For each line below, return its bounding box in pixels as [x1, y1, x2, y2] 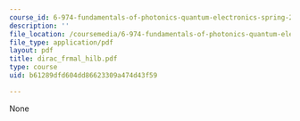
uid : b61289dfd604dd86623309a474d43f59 [9, 71, 158, 80]
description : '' [9, 21, 70, 30]
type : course [9, 63, 58, 72]
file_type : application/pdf [9, 37, 114, 47]
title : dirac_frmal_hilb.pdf [9, 54, 118, 63]
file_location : [9, 29, 66, 38]
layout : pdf [9, 46, 54, 55]
